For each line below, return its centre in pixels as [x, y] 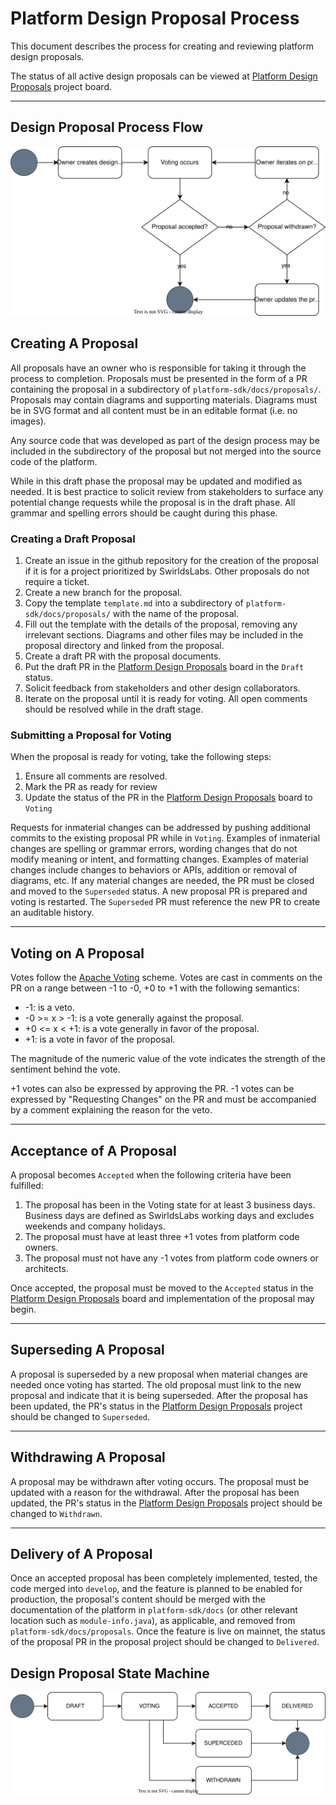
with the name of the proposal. [175, 614]
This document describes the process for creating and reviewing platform [162, 46]
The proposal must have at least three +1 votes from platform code [162, 1236]
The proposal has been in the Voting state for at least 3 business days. [170, 1204]
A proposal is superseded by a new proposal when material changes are [159, 1374]
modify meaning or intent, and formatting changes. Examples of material [159, 859]
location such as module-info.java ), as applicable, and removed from [153, 1621]
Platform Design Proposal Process [155, 18]
